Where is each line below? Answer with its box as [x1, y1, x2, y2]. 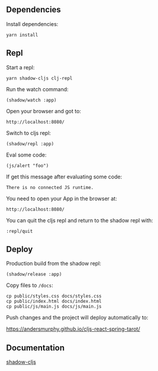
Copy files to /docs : [6, 282, 53, 289]
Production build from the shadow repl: [6, 260, 102, 267]
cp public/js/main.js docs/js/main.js [6, 303, 102, 310]
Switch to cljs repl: [6, 129, 51, 136]
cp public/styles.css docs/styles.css [6, 293, 102, 299]
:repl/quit [6, 228, 33, 234]
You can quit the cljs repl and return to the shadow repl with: [6, 216, 153, 224]
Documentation [6, 343, 65, 353]
